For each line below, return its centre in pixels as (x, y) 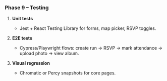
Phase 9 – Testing (27, 8)
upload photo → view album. (49, 53)
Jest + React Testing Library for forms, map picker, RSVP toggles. (88, 28)
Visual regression (31, 63)
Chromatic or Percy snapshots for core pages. (68, 73)
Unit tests (22, 19)
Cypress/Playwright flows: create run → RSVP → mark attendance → (91, 48)
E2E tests (22, 38)
